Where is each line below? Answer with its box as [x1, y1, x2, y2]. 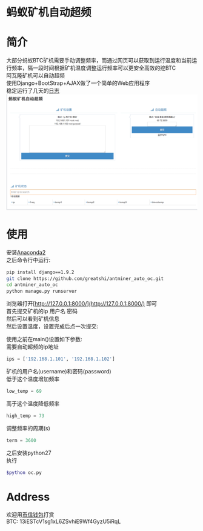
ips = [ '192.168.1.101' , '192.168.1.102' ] [6, 356, 115, 362]
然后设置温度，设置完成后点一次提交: [6, 322, 99, 330]
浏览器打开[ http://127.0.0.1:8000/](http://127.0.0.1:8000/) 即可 [6, 300, 158, 307]
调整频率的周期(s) [6, 424, 50, 432]
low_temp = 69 [6, 389, 42, 395]
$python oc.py [6, 469, 42, 476]
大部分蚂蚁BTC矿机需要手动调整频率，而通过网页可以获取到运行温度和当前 [6, 57, 192, 64]
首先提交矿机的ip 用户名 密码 [6, 307, 78, 315]
